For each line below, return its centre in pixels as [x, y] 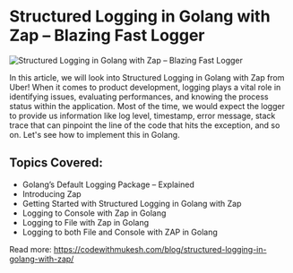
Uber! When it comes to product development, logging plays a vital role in [145, 87]
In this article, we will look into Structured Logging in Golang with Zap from [147, 77]
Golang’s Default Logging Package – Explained [108, 184]
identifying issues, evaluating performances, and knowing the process [139, 97]
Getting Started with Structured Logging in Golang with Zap [132, 203]
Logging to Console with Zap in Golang [94, 213]
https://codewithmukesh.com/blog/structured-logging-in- [160, 249]
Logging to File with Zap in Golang [86, 222]
